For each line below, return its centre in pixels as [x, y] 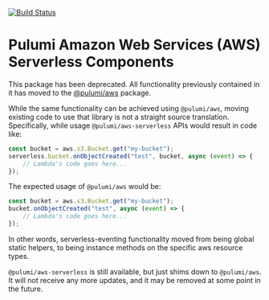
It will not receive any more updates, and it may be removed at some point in [134, 280]
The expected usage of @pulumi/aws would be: [85, 187]
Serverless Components [91, 62]
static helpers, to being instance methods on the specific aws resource [126, 247]
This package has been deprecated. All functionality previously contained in [134, 84]
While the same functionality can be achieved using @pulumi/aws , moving [128, 108]
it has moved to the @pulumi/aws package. [80, 92]
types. [19, 256]
